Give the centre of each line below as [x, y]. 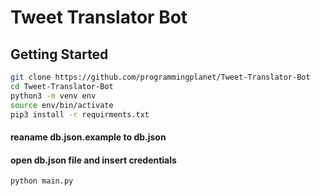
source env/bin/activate [62, 105]
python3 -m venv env [53, 96]
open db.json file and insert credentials [93, 160]
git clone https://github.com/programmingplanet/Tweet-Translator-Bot [160, 77]
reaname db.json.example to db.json [88, 137]
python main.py [42, 181]
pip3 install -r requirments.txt [80, 114]
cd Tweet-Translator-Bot [62, 86]
